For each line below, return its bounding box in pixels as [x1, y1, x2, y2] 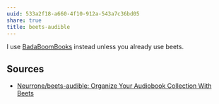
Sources [6, 63, 45, 74]
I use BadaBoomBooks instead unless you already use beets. [6, 43, 184, 51]
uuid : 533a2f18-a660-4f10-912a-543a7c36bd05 [6, 10, 140, 18]
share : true [6, 17, 42, 24]
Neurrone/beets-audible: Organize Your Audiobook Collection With [16, 82, 212, 90]
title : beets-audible [6, 23, 71, 30]
